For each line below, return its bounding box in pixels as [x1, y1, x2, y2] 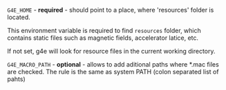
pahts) [7, 75, 26, 83]
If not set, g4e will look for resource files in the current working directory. [7, 47, 216, 55]
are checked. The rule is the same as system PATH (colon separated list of [7, 68, 219, 76]
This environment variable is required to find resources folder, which [7, 27, 202, 34]
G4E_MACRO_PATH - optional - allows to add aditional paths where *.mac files [7, 60, 219, 68]
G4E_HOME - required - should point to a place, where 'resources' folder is [7, 6, 214, 14]
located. [7, 13, 30, 21]
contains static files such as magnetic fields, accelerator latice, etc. [7, 34, 199, 42]
